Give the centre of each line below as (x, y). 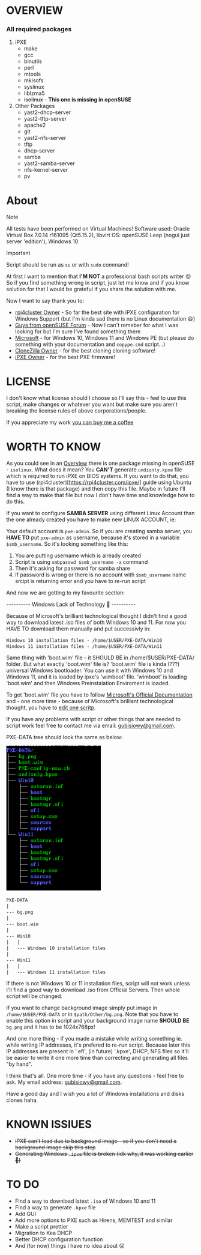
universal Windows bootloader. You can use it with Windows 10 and (90, 671)
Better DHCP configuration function (59, 1239)
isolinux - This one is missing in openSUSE (78, 100)
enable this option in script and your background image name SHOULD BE (98, 1021)
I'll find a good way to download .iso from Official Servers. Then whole (93, 990)
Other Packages (35, 106)
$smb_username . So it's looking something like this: (67, 544)
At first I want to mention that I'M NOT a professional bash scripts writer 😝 (99, 276)
